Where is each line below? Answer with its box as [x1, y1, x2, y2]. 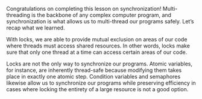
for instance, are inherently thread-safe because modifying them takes [6, 67, 182, 74]
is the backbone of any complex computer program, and [31, 11, 172, 19]
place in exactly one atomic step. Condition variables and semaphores [6, 73, 181, 80]
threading [6, 11, 30, 19]
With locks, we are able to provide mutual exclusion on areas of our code [6, 36, 188, 43]
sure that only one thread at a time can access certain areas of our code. [6, 49, 188, 56]
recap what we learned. [6, 24, 65, 31]
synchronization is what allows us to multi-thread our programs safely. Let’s [6, 18, 194, 25]
